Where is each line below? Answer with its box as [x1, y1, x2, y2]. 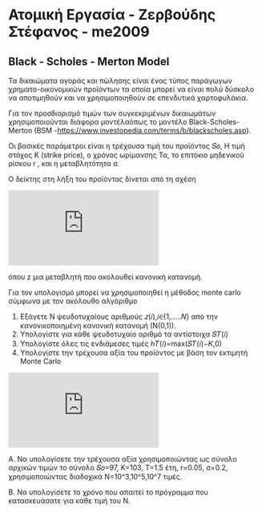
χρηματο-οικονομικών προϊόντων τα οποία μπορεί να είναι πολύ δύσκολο [8, 84, 255, 94]
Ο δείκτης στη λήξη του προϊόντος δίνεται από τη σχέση [8, 174, 196, 184]
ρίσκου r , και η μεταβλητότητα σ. [8, 159, 119, 168]
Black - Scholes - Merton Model [8, 55, 170, 68]
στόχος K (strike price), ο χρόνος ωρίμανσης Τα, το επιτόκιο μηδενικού [8, 150, 244, 160]
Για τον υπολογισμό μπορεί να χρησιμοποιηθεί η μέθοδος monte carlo [8, 287, 242, 297]
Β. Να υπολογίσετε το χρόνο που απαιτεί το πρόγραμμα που [8, 487, 208, 497]
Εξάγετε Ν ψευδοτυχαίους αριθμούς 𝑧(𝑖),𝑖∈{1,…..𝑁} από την [19, 311, 219, 321]
